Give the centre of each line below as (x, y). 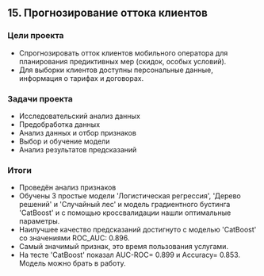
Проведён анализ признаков (67, 188)
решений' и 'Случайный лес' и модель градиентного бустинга (124, 205)
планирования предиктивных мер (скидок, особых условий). (122, 61)
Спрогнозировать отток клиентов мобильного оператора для (123, 53)
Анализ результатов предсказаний (78, 149)
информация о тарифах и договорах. (81, 78)
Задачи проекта (40, 98)
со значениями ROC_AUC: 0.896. (74, 238)
